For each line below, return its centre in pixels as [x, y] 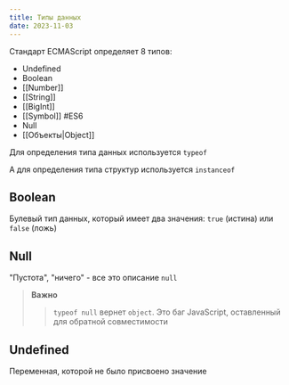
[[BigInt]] [38, 106]
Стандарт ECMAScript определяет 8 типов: [91, 51]
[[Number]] [43, 87]
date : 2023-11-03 [41, 26]
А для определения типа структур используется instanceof [122, 169]
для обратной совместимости [111, 322]
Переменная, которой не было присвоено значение [108, 371]
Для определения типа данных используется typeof [108, 152]
